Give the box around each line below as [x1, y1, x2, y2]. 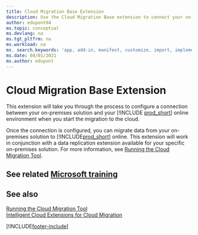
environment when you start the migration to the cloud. [6, 116, 140, 123]
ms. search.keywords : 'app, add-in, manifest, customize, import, [6, 47, 173, 53]
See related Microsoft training [6, 169, 118, 179]
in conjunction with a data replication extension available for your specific [6, 139, 185, 146]
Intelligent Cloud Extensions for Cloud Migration [6, 211, 123, 218]
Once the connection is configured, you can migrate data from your [6, 127, 170, 134]
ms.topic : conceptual [6, 25, 60, 31]
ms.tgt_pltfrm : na [6, 36, 51, 42]
